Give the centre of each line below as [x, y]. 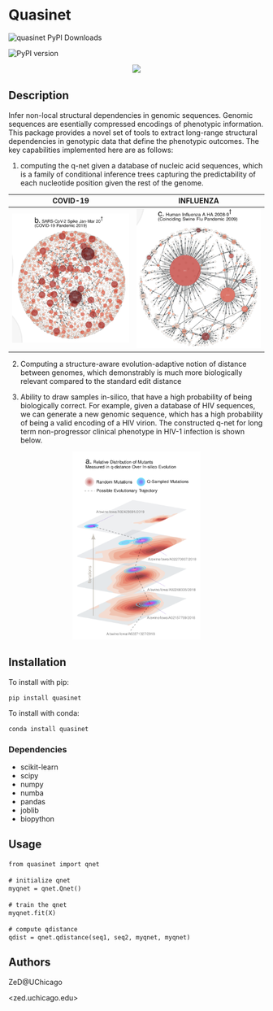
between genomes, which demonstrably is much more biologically [131, 373]
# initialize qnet [39, 880]
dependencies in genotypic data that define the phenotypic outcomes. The [134, 141]
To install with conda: [44, 712]
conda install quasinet [49, 729]
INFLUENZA [199, 201]
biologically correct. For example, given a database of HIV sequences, [138, 405]
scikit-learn [39, 767]
